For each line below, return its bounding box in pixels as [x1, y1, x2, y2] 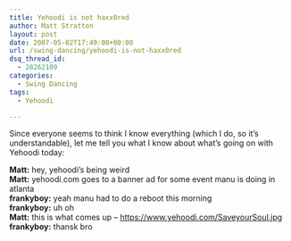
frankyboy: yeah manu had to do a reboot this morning [9, 193, 212, 204]
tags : [9, 87, 29, 96]
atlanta [9, 184, 35, 195]
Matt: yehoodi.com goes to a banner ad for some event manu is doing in [9, 174, 276, 185]
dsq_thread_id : [9, 54, 66, 63]
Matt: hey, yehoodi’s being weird [9, 164, 130, 175]
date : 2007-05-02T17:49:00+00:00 [9, 37, 134, 47]
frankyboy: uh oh [9, 203, 74, 213]
